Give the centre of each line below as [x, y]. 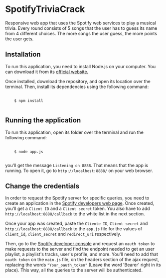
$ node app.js [29, 152]
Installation [23, 54]
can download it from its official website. [47, 72]
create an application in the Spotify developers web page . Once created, [80, 203]
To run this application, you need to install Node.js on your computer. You [81, 66]
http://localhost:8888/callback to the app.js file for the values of [74, 229]
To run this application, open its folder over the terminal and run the [74, 132]
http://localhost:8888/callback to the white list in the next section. [75, 214]
